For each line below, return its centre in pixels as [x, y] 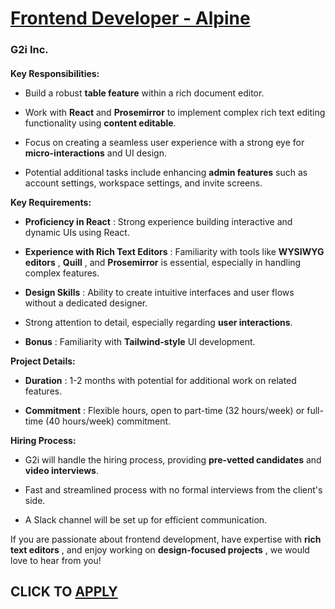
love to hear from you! [56, 560]
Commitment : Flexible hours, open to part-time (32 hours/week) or [164, 410]
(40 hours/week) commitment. [108, 421]
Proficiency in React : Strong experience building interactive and [158, 221]
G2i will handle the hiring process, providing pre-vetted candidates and [173, 459]
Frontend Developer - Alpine [130, 18]
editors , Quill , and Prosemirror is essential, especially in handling [163, 262]
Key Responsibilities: [55, 73]
